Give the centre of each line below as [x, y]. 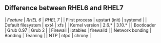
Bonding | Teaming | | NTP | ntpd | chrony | [48, 35]
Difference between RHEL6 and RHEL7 [64, 8]
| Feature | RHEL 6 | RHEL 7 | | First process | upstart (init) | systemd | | [76, 20]
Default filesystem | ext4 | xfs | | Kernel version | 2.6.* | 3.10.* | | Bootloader [80, 25]
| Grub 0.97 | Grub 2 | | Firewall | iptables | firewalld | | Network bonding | [78, 30]
